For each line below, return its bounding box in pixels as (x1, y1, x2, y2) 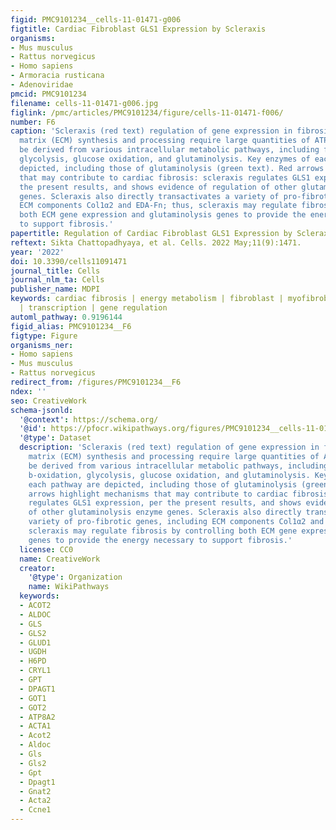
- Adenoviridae (10, 80, 74, 90)
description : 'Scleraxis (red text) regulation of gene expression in (19, 442, 320, 453)
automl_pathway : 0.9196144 (10, 312, 123, 322)
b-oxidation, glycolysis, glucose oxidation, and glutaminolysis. (28, 470, 311, 480)
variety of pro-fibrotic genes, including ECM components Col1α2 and (28, 517, 325, 527)
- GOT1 (19, 693, 47, 703)
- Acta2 (19, 796, 52, 806)
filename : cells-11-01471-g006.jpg (10, 98, 159, 108)
